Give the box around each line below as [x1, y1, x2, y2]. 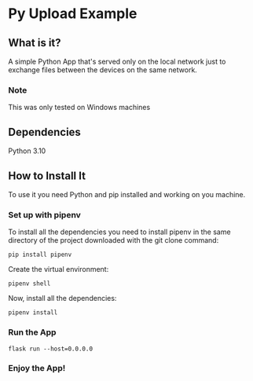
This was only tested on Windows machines [8, 103, 151, 112]
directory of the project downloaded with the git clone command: [8, 236, 219, 245]
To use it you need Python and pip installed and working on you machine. [8, 189, 246, 199]
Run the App [8, 327, 57, 338]
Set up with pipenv [8, 209, 81, 220]
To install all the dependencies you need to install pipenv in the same [8, 227, 231, 236]
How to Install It [8, 169, 86, 182]
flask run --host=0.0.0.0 [8, 345, 93, 353]
